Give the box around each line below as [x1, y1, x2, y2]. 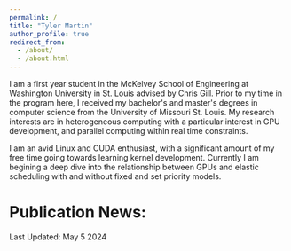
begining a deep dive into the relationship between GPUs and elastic [9, 161, 259, 172]
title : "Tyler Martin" [9, 21, 93, 30]
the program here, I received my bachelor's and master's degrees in [9, 98, 258, 107]
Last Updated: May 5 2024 [9, 231, 107, 242]
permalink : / [9, 12, 58, 22]
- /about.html [17, 54, 69, 63]
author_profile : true [9, 29, 90, 38]
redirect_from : [9, 37, 66, 47]
